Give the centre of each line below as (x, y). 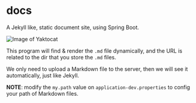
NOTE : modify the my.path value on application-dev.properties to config (98, 87)
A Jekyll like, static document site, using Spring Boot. (73, 27)
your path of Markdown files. (42, 93)
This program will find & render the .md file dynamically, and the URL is (94, 51)
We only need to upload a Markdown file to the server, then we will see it (97, 69)
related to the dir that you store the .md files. (61, 57)
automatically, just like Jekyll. (43, 75)
